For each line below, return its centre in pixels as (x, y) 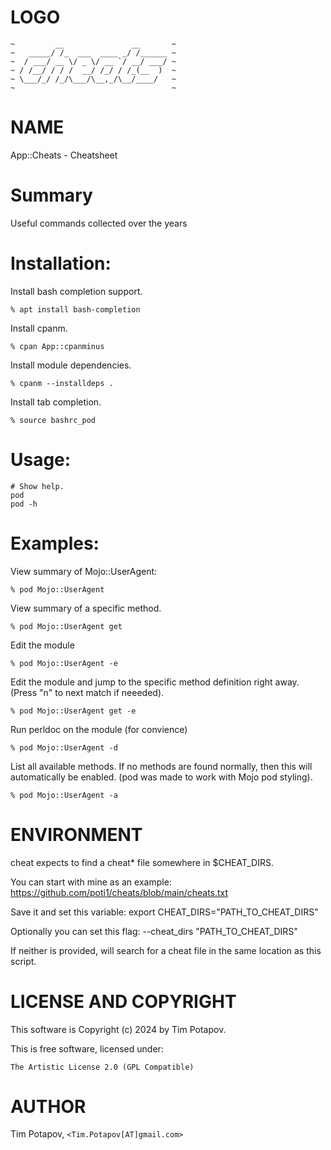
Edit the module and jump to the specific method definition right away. (155, 682)
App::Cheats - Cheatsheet (64, 155)
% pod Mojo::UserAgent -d (64, 747)
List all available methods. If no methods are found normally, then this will (161, 766)
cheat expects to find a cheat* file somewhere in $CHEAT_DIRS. (142, 862)
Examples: (55, 543)
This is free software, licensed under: (87, 1048)
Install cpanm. (39, 328)
